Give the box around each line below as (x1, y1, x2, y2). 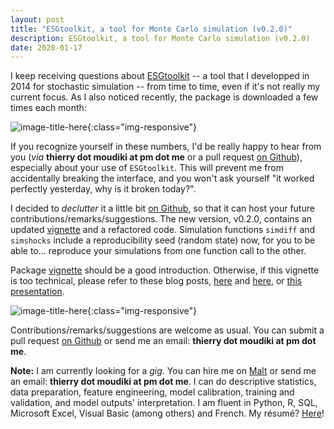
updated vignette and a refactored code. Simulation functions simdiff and (10, 224, 316, 236)
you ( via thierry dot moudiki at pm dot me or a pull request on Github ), (10, 151, 303, 163)
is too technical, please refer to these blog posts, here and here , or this (10, 275, 303, 287)
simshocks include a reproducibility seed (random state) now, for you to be (10, 234, 316, 246)
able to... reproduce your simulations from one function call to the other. (10, 245, 307, 257)
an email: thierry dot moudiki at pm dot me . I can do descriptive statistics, (10, 376, 317, 388)
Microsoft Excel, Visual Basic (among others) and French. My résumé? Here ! (10, 407, 325, 420)
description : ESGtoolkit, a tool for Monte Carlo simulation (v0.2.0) (10, 33, 311, 43)
